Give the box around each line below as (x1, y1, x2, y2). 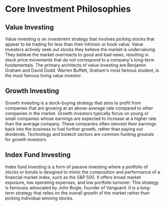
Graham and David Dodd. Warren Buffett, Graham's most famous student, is (5, 67, 159, 73)
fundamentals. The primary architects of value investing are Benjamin (5, 62, 146, 68)
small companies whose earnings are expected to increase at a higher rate (5, 116, 157, 121)
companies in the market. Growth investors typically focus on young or (5, 110, 149, 116)
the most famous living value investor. (5, 73, 82, 78)
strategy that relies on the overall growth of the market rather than (15, 190, 150, 196)
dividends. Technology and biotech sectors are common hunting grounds (5, 131, 154, 137)
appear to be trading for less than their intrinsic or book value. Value (5, 41, 144, 47)
